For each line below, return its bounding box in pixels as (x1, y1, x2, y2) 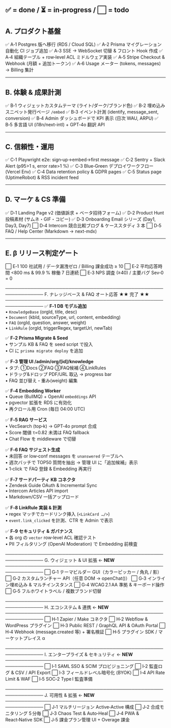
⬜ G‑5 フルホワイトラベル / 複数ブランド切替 (5, 588, 102, 594)
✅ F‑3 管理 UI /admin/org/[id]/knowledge (5, 359, 94, 365)
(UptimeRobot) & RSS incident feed (5, 174, 79, 180)
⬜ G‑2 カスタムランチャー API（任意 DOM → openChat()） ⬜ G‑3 (5, 575, 147, 581)
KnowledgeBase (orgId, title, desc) (9, 309, 77, 315)
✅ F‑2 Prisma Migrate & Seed (5, 335, 68, 341)
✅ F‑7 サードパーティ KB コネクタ (5, 477, 76, 483)
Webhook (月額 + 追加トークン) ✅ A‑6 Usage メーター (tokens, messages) (5, 61, 161, 67)
